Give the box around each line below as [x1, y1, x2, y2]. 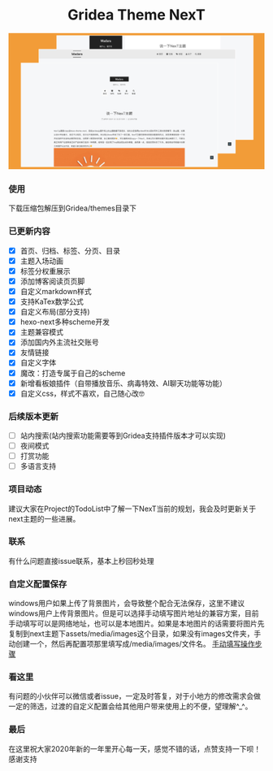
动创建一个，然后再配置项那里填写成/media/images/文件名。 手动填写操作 [8, 639, 255, 649]
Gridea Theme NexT [67, 6, 206, 24]
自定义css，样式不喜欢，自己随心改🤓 [19, 388, 145, 398]
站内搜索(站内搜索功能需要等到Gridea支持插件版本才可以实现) [19, 431, 226, 440]
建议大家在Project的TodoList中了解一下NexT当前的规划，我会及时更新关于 [8, 504, 257, 513]
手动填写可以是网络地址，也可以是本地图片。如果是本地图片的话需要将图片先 [8, 619, 265, 629]
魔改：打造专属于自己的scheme [19, 368, 126, 378]
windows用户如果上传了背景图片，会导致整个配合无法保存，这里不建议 [8, 599, 245, 609]
